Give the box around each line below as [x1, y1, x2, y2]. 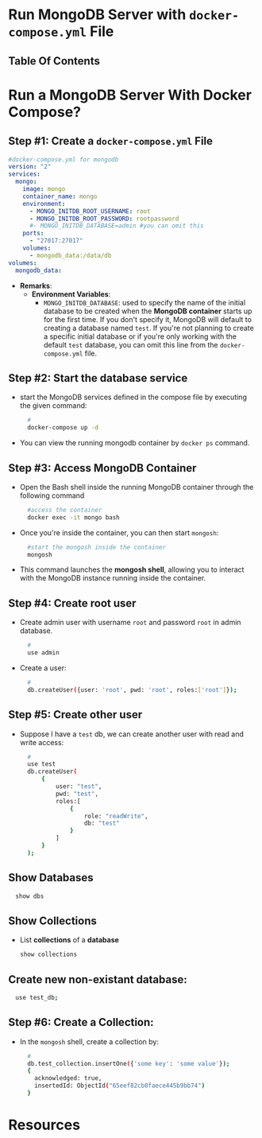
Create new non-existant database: [8, 973, 188, 986]
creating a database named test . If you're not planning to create [43, 323, 254, 332]
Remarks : [19, 281, 52, 290]
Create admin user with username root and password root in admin [19, 618, 241, 627]
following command [19, 491, 85, 500]
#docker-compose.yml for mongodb [8, 155, 119, 164]
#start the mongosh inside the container [27, 543, 167, 551]
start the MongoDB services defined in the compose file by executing [19, 392, 248, 402]
